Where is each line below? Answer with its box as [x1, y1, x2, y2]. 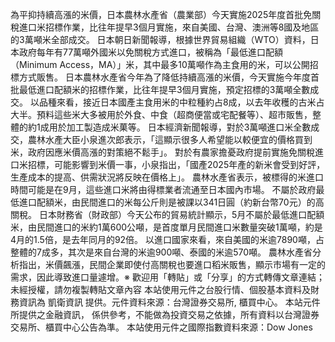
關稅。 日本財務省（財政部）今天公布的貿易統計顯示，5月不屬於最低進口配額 [10, 209, 325, 220]
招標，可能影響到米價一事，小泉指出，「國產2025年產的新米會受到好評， [27, 159, 326, 170]
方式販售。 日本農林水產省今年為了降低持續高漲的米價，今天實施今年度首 [18, 71, 320, 83]
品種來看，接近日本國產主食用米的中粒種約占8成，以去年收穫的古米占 [38, 96, 325, 108]
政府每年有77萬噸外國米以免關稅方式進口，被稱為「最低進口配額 [18, 46, 284, 58]
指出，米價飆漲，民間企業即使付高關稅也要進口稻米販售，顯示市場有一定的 [18, 259, 326, 270]
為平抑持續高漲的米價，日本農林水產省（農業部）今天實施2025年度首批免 [10, 9, 313, 20]
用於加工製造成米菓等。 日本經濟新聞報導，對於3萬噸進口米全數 [48, 121, 312, 133]
